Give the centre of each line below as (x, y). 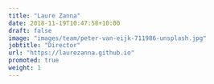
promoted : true (34, 61)
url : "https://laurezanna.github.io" (72, 53)
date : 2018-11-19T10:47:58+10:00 (64, 23)
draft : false (30, 30)
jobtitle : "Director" (45, 46)
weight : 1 (25, 68)
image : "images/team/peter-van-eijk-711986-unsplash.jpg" (107, 38)
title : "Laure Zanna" (45, 16)
